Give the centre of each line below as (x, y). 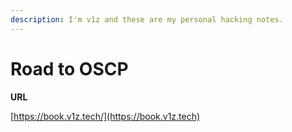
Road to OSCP (69, 68)
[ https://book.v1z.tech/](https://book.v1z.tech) (105, 116)
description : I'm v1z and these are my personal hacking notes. (147, 19)
